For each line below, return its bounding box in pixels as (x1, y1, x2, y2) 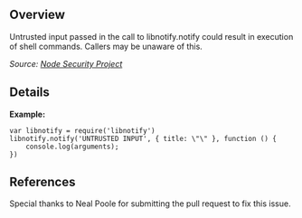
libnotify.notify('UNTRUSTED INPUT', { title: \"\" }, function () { (9, 134, 278, 143)
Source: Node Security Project (9, 58, 123, 69)
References (9, 175, 76, 190)
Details (9, 85, 50, 100)
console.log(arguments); (25, 142, 119, 151)
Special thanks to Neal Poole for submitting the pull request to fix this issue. (9, 198, 291, 209)
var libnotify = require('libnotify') (9, 126, 156, 135)
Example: (9, 109, 46, 119)
